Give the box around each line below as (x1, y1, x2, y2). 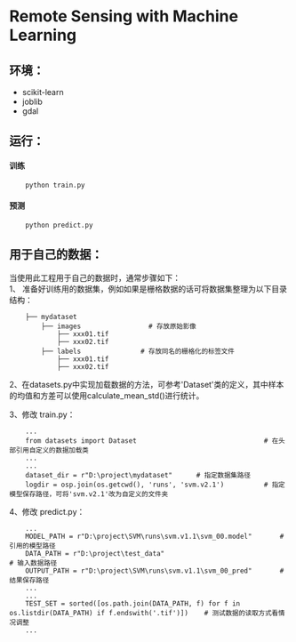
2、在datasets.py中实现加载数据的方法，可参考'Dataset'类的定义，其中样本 (9, 379, 284, 389)
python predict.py (25, 221, 93, 229)
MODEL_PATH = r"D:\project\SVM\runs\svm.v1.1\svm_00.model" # (25, 532, 284, 541)
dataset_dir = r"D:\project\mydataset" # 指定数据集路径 (25, 470, 252, 479)
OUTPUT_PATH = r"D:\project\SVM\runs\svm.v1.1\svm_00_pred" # (25, 566, 284, 575)
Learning (9, 25, 77, 45)
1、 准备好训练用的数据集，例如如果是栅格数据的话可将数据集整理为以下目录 (9, 283, 287, 294)
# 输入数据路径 (9, 558, 58, 567)
